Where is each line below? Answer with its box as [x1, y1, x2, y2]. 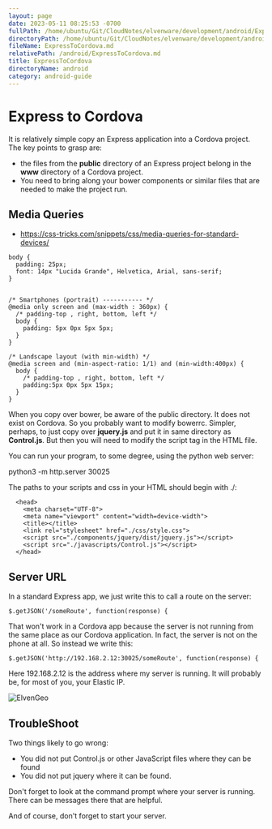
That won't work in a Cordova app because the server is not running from [8, 621, 253, 631]
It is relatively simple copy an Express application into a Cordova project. [8, 134, 251, 144]
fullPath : [8, 27, 42, 35]
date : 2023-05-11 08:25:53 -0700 [8, 19, 121, 28]
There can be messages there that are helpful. [8, 796, 164, 805]
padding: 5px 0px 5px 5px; [23, 324, 114, 333]
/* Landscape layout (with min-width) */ [8, 353, 151, 361]
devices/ [19, 238, 50, 247]
